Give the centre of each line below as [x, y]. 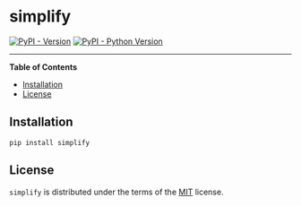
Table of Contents [43, 67]
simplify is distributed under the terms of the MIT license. [116, 192]
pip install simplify [50, 142]
